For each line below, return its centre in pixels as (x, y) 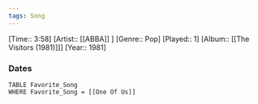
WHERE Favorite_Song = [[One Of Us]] (72, 92)
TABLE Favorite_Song (43, 85)
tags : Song (27, 16)
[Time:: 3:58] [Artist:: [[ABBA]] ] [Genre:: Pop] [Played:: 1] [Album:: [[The (129, 39)
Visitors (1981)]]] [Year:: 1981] (58, 47)
